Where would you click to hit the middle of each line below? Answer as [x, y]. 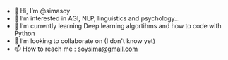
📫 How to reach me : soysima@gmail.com [76, 49]
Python [24, 33]
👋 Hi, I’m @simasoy [42, 11]
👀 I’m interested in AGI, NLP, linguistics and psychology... [97, 18]
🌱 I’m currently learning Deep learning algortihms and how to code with [118, 26]
